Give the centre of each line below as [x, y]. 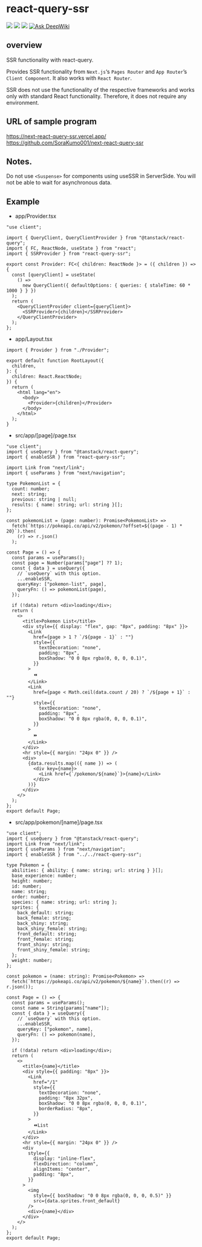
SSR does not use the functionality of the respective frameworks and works [100, 90]
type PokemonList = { [34, 484]
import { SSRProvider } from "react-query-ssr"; [69, 254]
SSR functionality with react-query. [50, 60]
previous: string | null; [44, 500]
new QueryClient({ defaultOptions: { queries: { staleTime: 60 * [106, 286]
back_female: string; [44, 918]
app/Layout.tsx [34, 339]
